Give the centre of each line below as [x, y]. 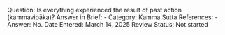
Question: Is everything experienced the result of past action [95, 10]
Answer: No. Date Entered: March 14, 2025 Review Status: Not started [108, 24]
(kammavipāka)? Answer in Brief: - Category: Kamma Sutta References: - [112, 17]
